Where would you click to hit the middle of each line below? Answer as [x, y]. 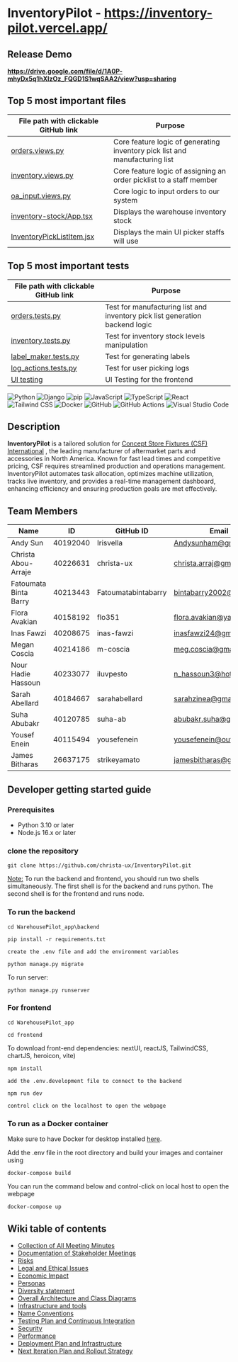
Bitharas [25, 764]
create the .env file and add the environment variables [93, 952]
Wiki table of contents [57, 1228]
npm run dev [25, 1093]
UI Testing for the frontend [149, 379]
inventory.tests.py [41, 340]
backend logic [129, 324]
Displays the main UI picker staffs [169, 232]
